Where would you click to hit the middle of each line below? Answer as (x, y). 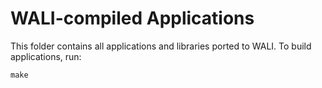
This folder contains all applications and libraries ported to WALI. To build (161, 46)
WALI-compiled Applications (132, 18)
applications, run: (46, 56)
